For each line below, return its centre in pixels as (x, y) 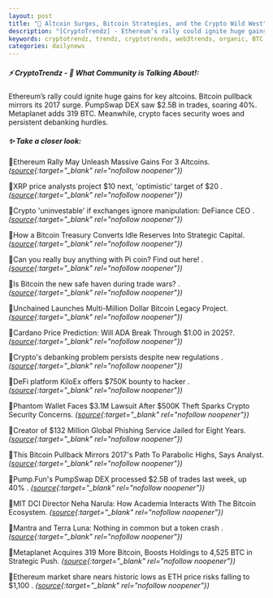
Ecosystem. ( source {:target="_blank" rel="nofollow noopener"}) (116, 513)
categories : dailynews (47, 46)
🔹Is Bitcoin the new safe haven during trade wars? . (94, 284)
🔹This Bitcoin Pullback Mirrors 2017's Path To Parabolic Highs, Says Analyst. (136, 455)
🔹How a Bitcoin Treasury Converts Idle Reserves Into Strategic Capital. (127, 235)
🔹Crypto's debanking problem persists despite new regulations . (116, 357)
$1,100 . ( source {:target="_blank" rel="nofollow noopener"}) (109, 586)
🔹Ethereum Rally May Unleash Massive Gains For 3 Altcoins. (109, 162)
